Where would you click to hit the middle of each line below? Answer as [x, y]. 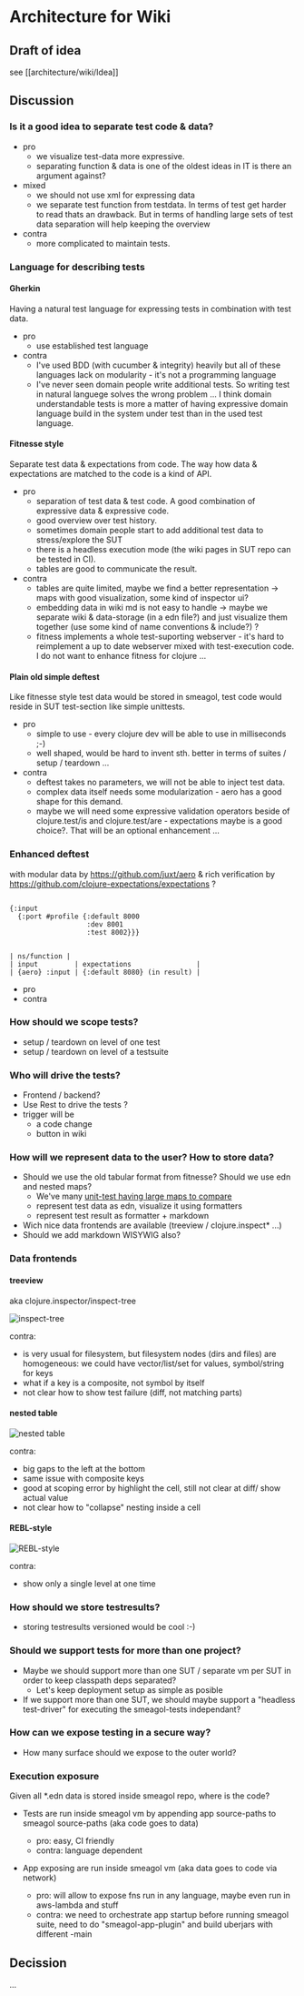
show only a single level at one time [89, 1583]
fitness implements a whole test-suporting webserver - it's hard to [160, 637]
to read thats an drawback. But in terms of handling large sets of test [164, 214]
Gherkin [25, 289]
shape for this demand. [79, 802]
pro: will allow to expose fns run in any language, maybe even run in [163, 1896]
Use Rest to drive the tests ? [75, 1105]
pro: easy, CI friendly [75, 1841]
